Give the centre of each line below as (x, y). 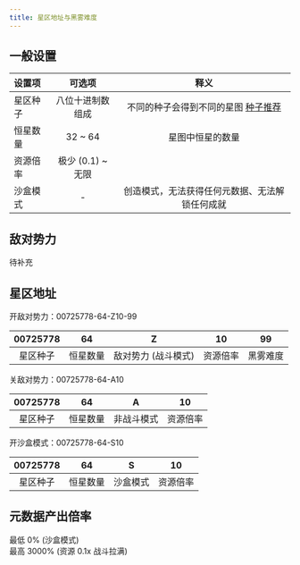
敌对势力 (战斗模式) (154, 356)
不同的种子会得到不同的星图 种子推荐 (204, 107)
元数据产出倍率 (50, 516)
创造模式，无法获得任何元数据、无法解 (204, 191)
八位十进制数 (83, 101)
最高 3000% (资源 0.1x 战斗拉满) (68, 551)
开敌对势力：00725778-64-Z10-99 (73, 316)
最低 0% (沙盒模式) (44, 540)
